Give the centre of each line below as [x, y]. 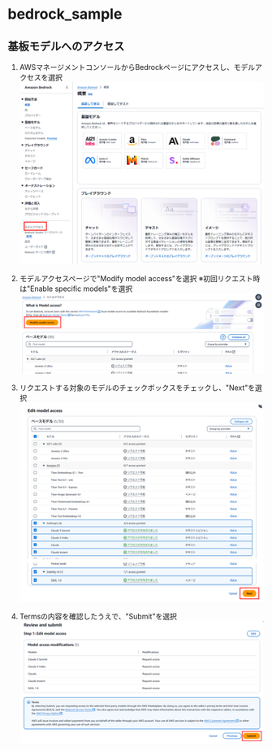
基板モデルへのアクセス [66, 46]
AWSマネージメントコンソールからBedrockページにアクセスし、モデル [137, 67]
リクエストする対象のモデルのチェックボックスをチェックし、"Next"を [137, 388]
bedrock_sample [65, 14]
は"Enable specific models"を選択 [76, 289]
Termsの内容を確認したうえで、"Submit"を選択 [98, 616]
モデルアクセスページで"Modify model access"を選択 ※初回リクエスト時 [140, 279]
